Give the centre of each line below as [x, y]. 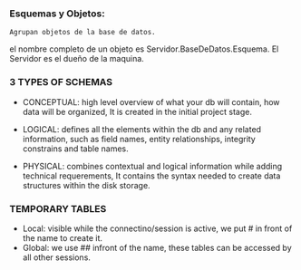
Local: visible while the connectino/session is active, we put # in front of [157, 228]
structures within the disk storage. [87, 185]
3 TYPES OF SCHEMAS [61, 82]
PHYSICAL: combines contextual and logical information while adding [152, 166]
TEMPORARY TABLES [58, 208]
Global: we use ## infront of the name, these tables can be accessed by [157, 247]
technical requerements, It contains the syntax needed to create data [151, 176]
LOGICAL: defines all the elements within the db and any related [141, 129]
